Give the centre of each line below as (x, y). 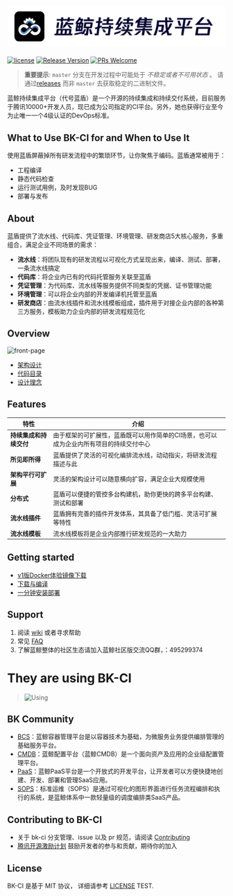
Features (27, 404)
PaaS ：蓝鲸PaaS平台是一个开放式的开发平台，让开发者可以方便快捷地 (117, 771)
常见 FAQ (30, 641)
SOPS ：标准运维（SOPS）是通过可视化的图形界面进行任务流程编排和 (116, 789)
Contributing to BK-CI (55, 819)
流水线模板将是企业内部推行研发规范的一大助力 (120, 533)
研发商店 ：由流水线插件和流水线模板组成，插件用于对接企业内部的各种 (118, 303)
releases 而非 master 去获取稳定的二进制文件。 (103, 83)
